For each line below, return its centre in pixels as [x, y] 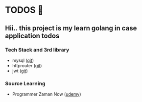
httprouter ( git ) [27, 65]
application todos [32, 36]
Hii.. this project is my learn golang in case [71, 28]
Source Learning [25, 83]
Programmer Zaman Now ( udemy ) [47, 94]
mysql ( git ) [23, 60]
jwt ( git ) [20, 71]
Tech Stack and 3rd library [37, 50]
